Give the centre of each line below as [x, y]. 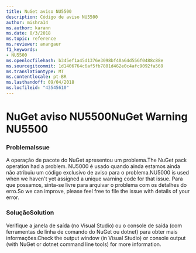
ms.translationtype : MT [35, 71]
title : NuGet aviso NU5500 [39, 11]
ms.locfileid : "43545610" [37, 88]
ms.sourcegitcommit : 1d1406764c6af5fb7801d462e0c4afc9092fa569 [85, 66]
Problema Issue [28, 147]
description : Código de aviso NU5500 [52, 17]
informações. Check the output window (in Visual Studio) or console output [96, 238]
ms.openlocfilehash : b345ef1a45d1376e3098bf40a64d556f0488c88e [85, 60]
